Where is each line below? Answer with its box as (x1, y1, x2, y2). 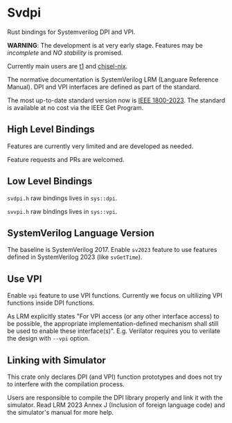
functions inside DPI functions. (7, 299, 95, 307)
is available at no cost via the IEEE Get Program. (7, 103, 144, 111)
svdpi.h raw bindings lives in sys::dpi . (7, 194, 118, 202)
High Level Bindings (7, 123, 95, 136)
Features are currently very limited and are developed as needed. (7, 142, 194, 150)
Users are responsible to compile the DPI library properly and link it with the (7, 393, 223, 402)
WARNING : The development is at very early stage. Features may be (7, 41, 203, 49)
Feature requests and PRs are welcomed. (7, 155, 125, 163)
